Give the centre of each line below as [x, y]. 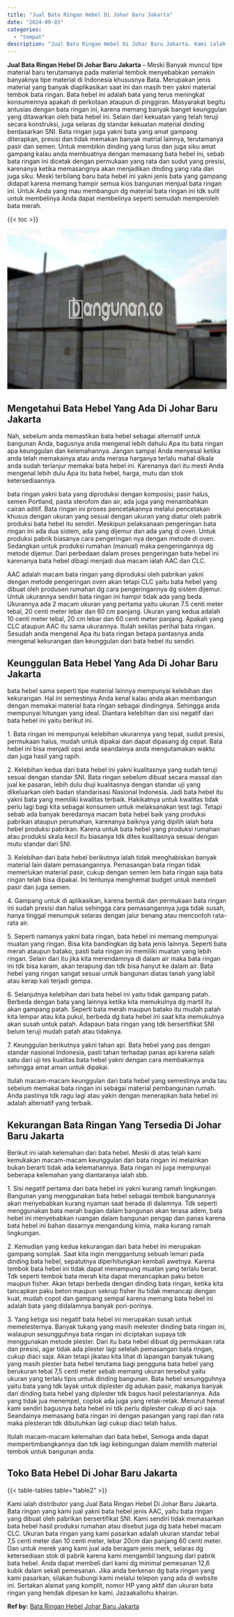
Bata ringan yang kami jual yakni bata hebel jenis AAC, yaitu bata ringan [110, 1511]
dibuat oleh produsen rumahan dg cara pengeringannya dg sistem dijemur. [114, 589]
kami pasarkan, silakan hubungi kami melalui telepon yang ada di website [112, 1578]
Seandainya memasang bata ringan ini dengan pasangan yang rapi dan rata [116, 1416]
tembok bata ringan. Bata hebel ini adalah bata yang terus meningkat [106, 95]
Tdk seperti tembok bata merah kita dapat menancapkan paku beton [106, 1276]
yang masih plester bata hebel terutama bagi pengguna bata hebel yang [111, 1364]
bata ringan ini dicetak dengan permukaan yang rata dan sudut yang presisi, [117, 161]
